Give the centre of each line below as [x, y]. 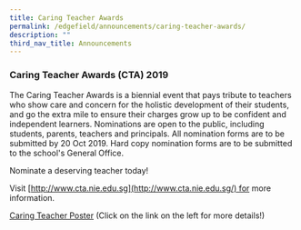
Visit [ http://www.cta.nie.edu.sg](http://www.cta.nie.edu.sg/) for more [140, 188]
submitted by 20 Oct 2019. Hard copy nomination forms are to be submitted [151, 143]
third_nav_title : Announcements [70, 43]
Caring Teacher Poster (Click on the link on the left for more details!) [137, 215]
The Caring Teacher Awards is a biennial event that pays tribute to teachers [151, 95]
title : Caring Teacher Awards [67, 18]
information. [32, 197]
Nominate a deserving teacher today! [79, 170]
